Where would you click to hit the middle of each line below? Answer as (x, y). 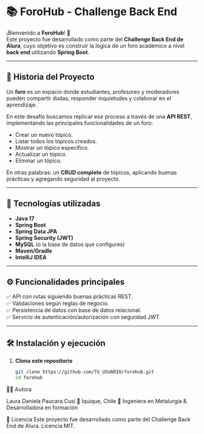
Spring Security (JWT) (44, 237)
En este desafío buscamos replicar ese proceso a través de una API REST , (99, 116)
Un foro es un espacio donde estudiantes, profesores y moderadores (93, 91)
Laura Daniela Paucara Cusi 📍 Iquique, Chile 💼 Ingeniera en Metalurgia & (97, 401)
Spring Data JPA (36, 231)
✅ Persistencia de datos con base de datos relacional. (74, 310)
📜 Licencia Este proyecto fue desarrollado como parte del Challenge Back (99, 419)
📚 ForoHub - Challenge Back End (92, 12)
